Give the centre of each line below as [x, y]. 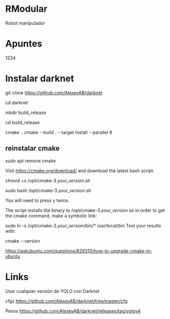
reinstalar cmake [33, 149]
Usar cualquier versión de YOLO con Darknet [52, 291]
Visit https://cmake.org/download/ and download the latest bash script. [80, 170]
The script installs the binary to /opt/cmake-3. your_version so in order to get [85, 210]
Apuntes [24, 44]
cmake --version [23, 241]
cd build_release [22, 122]
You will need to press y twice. [37, 200]
